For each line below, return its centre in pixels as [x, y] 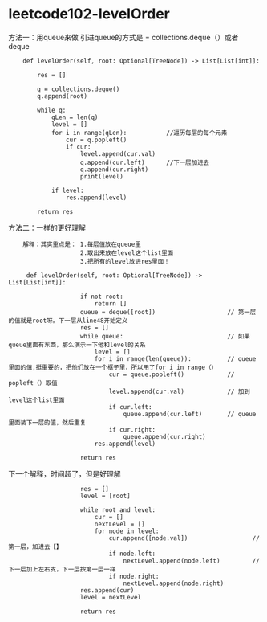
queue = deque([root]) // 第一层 [168, 312]
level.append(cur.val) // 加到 [179, 391]
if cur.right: [132, 430]
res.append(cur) [107, 590]
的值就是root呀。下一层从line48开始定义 [68, 321]
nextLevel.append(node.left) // [192, 561]
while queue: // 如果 [165, 336]
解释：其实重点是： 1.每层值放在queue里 [82, 244]
